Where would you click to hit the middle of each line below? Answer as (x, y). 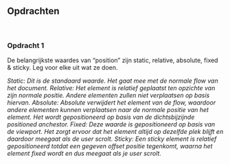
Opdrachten (33, 11)
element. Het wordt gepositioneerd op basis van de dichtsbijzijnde (101, 117)
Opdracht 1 (26, 45)
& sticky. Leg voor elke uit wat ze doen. (62, 68)
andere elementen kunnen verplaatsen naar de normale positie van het (108, 110)
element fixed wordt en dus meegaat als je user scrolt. (84, 154)
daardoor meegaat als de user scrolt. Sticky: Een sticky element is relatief (112, 139)
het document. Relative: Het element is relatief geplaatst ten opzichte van (111, 88)
